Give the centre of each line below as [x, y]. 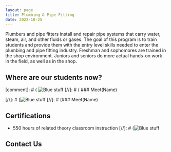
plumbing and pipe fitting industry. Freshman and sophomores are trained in [86, 50]
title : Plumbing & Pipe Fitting [40, 15]
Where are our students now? [54, 77]
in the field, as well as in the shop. [41, 61]
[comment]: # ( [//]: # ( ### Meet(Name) [61, 90]
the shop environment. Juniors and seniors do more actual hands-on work [84, 56]
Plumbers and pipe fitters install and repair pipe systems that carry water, [83, 34]
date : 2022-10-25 [24, 19]
